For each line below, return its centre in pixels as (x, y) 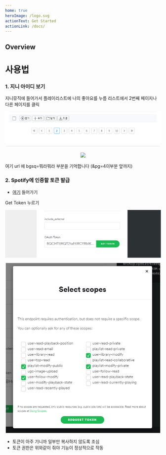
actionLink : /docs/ (25, 26)
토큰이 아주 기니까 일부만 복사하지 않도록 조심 (56, 441)
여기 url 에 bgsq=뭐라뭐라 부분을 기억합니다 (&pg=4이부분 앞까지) (69, 166)
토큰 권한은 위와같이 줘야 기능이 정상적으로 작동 (58, 448)
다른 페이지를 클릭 (22, 105)
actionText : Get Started (31, 21)
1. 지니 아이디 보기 (25, 86)
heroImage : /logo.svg (27, 16)
